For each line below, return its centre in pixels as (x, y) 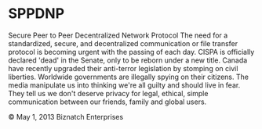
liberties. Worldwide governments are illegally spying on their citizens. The (129, 77)
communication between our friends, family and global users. (107, 102)
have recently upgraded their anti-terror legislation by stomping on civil (123, 68)
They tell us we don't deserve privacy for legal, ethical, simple (108, 93)
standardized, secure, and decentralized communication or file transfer (123, 43)
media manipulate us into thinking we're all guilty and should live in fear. (124, 85)
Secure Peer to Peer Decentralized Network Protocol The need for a (118, 35)
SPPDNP (36, 14)
